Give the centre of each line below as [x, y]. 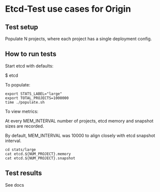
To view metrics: [22, 111]
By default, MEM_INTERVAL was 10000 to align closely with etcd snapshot [80, 135]
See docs [15, 185]
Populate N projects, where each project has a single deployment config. [79, 39]
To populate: [18, 85]
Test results [23, 173]
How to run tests [31, 54]
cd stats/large [21, 149]
